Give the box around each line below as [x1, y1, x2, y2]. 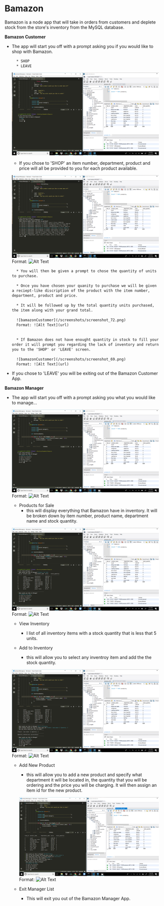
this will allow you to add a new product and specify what [26, 772, 142, 778]
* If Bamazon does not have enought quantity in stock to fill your [16, 337, 159, 342]
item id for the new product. [26, 787, 83, 793]
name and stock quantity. [26, 518, 78, 524]
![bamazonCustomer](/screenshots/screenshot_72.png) [16, 318, 126, 323]
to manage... [11, 400, 37, 406]
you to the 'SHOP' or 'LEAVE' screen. [11, 347, 91, 352]
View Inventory [19, 621, 49, 627]
